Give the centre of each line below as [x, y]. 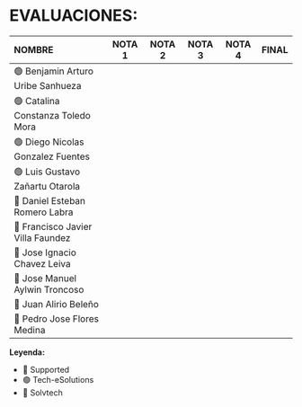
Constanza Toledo [53, 115]
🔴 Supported [46, 369]
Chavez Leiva [42, 263]
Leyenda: [27, 352]
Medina [30, 330]
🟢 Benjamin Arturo [54, 71]
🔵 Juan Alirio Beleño [56, 304]
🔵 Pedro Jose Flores [56, 318]
